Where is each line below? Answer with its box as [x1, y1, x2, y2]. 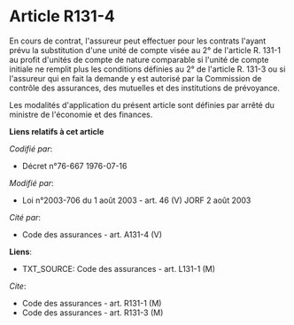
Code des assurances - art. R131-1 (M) [21, 298, 162, 308]
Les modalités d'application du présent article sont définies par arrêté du [9, 99, 275, 110]
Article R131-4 [9, 6, 115, 27]
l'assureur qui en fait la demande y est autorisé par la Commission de [9, 73, 262, 83]
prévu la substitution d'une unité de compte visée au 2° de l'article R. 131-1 [9, 44, 282, 55]
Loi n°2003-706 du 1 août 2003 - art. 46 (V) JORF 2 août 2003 [21, 195, 251, 205]
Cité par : [9, 212, 42, 222]
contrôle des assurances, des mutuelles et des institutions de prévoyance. [9, 82, 281, 93]
